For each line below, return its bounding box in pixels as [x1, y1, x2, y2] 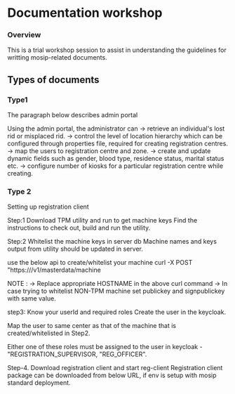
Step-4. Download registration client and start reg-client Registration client [7, 364, 223, 372]
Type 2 [7, 187, 32, 197]
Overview [7, 30, 41, 40]
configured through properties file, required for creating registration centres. [7, 139, 228, 148]
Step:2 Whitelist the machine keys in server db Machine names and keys [7, 237, 217, 246]
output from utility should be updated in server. [7, 244, 144, 254]
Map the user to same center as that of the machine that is [7, 322, 177, 330]
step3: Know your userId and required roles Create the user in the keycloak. [7, 308, 227, 317]
